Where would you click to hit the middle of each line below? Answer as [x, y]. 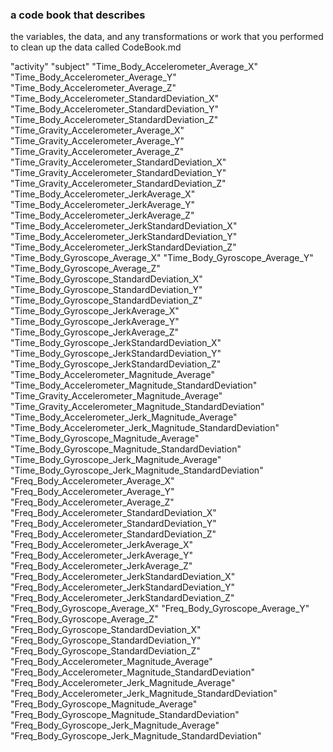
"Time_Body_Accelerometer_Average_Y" [93, 77]
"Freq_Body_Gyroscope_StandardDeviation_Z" [105, 651]
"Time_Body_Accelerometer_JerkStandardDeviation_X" [124, 226]
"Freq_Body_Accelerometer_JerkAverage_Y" [101, 555]
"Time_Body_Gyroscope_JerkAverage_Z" [95, 332]
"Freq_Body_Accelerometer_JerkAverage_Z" [101, 566]
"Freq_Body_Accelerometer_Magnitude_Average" [111, 662]
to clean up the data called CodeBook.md [96, 47]
